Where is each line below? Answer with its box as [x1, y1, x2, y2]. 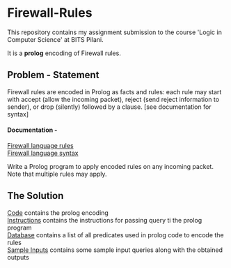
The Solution [7, 190, 64, 202]
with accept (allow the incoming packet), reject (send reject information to [7, 95, 220, 103]
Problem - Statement [7, 69, 99, 81]
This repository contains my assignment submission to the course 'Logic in [7, 28, 223, 36]
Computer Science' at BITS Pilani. [7, 35, 104, 43]
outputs [7, 253, 29, 261]
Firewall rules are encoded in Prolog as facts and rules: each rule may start [7, 87, 222, 96]
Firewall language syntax [7, 149, 79, 157]
